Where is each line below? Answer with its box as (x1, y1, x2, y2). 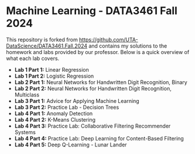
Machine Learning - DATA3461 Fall (6, 4, 177, 18)
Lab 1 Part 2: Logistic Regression (14, 72, 94, 79)
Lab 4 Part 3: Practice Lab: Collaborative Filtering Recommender (14, 122, 171, 129)
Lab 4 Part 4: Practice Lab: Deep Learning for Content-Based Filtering (14, 135, 184, 142)
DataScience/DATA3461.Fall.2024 (6, 42, 88, 49)
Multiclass (14, 91, 40, 98)
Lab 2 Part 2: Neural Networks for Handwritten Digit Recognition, (14, 85, 172, 92)
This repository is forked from (6, 36, 78, 43)
